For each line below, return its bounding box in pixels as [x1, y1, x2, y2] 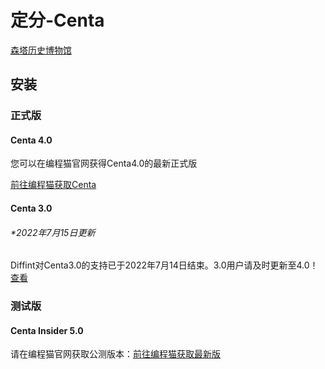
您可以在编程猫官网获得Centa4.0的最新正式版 [10, 157, 198, 170]
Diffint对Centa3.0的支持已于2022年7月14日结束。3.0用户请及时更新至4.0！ [10, 259, 319, 271]
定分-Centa [10, 9, 105, 32]
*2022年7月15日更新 [10, 226, 96, 238]
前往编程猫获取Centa [10, 179, 97, 191]
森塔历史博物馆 [10, 44, 72, 56]
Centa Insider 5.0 [10, 324, 84, 336]
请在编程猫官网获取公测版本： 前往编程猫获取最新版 [10, 348, 221, 360]
